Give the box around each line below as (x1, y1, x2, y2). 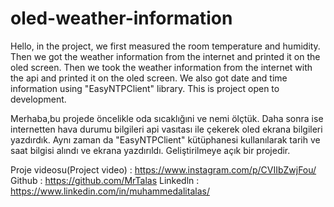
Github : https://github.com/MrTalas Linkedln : (10, 174, 200, 186)
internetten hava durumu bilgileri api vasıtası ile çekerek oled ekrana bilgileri (10, 123, 323, 135)
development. (10, 93, 67, 105)
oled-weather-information (10, 7, 233, 30)
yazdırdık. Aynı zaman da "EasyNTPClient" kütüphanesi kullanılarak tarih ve (10, 133, 321, 146)
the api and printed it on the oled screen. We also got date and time (10, 72, 288, 84)
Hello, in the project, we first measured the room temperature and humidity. (10, 40, 321, 52)
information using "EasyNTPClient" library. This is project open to (10, 82, 280, 94)
